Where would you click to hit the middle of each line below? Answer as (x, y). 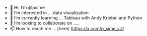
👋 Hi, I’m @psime (27, 8)
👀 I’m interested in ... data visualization (49, 13)
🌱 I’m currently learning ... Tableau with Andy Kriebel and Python (76, 18)
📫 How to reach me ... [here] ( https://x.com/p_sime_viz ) (67, 28)
